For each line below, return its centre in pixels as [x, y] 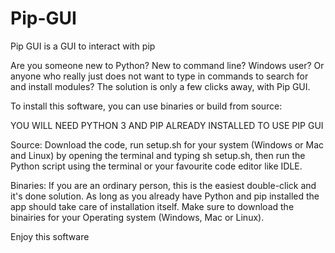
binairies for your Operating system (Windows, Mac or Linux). [137, 217]
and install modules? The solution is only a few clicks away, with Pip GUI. [160, 86]
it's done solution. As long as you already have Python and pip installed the [165, 196]
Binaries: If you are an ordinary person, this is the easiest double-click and [163, 185]
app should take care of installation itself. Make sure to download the [152, 206]
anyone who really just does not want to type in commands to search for [159, 76]
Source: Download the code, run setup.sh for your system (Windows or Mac [167, 144]
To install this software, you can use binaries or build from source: [146, 106]
